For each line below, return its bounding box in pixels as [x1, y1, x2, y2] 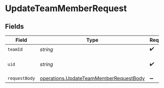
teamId [7, 47, 23, 52]
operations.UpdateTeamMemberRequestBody [40, 75, 145, 82]
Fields [5, 22, 24, 31]
